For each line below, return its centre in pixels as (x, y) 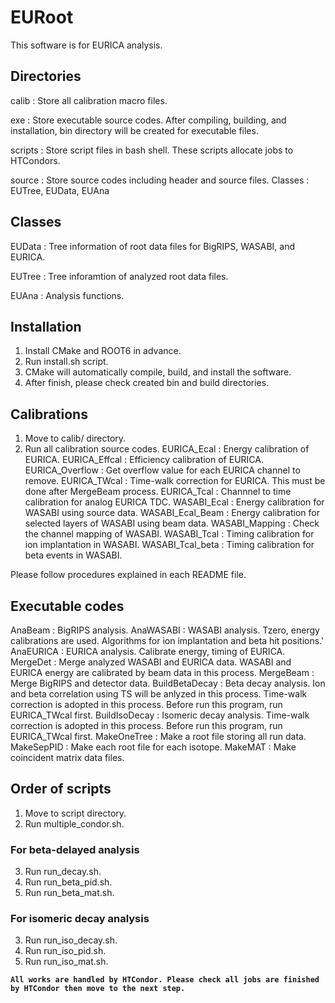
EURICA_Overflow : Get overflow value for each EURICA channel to (162, 470)
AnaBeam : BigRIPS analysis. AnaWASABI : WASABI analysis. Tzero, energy (165, 630)
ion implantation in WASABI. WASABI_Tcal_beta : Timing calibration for (169, 545)
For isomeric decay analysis (80, 919)
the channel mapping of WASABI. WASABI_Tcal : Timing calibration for (169, 534)
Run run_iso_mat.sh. (66, 962)
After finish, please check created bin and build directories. (147, 383)
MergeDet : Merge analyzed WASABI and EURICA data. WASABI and (151, 662)
